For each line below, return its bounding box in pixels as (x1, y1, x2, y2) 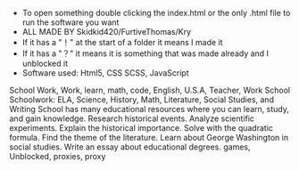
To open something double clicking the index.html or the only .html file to (21, 8, 291, 18)
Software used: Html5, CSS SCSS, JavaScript (21, 68, 189, 78)
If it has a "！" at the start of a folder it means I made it (21, 37, 223, 47)
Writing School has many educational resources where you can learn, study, (9, 104, 290, 114)
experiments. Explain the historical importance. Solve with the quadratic (9, 123, 274, 133)
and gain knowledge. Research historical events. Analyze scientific (9, 113, 255, 124)
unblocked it (21, 58, 69, 69)
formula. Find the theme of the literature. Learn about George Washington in (9, 133, 288, 142)
